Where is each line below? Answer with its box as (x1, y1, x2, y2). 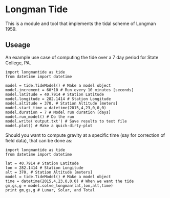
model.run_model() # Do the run (5, 114, 74, 119)
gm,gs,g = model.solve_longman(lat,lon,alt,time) (5, 183, 114, 188)
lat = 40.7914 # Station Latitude (5, 161, 79, 166)
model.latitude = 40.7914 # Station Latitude (5, 92, 104, 97)
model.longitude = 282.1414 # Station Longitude (5, 96, 111, 102)
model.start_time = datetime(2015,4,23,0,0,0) (5, 105, 107, 110)
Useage (5, 41, 31, 49)
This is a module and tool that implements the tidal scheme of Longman (5, 20, 156, 27)
